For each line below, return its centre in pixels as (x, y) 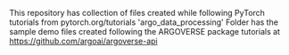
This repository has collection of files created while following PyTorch (137, 13)
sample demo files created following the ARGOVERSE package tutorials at (145, 31)
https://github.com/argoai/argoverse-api (83, 41)
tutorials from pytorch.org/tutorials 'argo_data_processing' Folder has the (144, 22)
